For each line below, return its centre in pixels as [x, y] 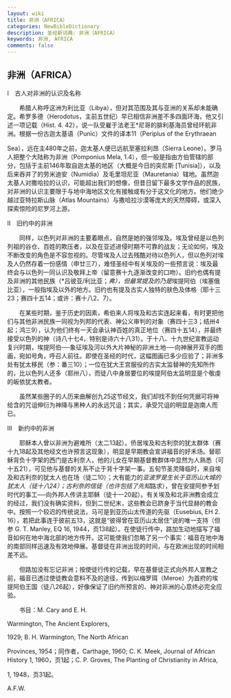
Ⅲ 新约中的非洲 [31, 428]
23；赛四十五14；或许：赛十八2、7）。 [61, 298]
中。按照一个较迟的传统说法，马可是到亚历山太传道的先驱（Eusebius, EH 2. [114, 511]
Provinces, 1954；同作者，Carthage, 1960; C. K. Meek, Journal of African [111, 651]
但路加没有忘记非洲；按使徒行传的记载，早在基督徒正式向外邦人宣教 [115, 569]
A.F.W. [16, 688]
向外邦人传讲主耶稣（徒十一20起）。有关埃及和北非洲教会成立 [132, 494]
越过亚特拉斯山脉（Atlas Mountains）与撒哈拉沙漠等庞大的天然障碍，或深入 [114, 200]
